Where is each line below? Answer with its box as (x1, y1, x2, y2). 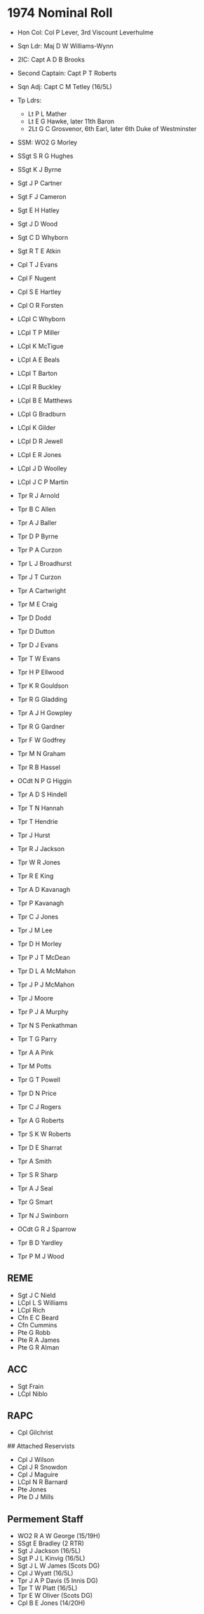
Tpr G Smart (17, 1198, 53, 1206)
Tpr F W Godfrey (17, 735, 67, 744)
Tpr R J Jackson (17, 844, 65, 853)
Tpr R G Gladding (17, 695, 68, 703)
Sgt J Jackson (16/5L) (17, 1547, 81, 1555)
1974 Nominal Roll (7, 5, 113, 21)
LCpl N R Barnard (17, 1478, 68, 1486)
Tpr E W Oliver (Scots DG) (17, 1592, 93, 1600)
